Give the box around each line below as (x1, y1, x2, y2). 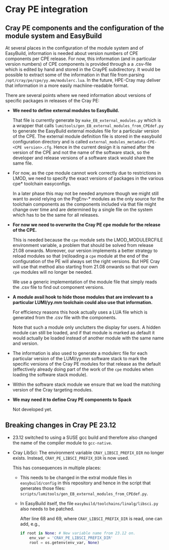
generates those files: (20, 485, 66, 491)
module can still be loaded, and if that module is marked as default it (12, 330, 155, 335)
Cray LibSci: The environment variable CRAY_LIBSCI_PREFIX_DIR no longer (12, 449, 164, 456)
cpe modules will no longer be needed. (12, 269, 93, 275)
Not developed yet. (12, 407, 52, 412)
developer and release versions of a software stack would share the (12, 155, 154, 161)
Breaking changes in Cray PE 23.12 (5, 421, 117, 430)
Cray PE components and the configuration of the (5, 24, 164, 32)
